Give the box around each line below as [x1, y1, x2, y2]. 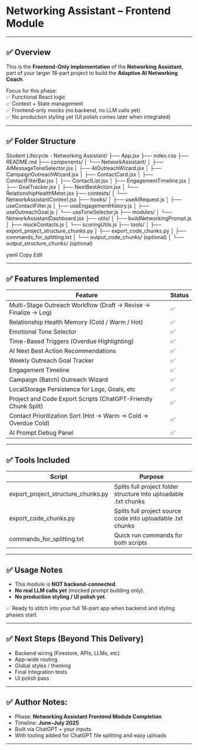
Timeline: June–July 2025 [14, 719, 80, 726]
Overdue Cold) [9, 419, 50, 427]
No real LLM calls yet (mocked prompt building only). [14, 587, 145, 594]
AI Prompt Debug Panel [9, 429, 74, 437]
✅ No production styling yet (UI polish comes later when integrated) [6, 113, 171, 120]
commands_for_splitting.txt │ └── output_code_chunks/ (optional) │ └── [6, 233, 184, 240]
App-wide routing [14, 656, 58, 663]
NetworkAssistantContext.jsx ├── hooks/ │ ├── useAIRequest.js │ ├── [6, 196, 182, 203]
